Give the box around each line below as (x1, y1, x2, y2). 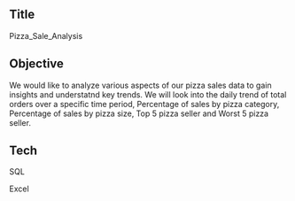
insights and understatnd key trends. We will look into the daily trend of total (9, 89, 287, 100)
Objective (9, 57, 65, 72)
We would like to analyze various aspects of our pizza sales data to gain (9, 80, 272, 90)
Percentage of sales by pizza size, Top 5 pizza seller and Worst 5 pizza (9, 108, 268, 119)
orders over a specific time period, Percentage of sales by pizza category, (9, 98, 280, 109)
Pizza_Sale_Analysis (9, 30, 83, 41)
